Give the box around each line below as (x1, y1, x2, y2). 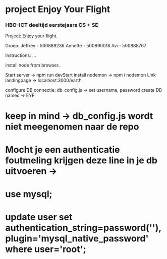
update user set (5, 212, 73, 223)
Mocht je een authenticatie (5, 144, 120, 155)
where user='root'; (5, 243, 87, 255)
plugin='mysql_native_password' (5, 233, 149, 244)
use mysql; (5, 188, 52, 200)
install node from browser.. (5, 62, 61, 69)
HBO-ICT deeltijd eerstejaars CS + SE (5, 22, 98, 29)
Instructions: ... (5, 52, 36, 58)
